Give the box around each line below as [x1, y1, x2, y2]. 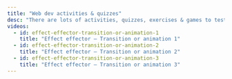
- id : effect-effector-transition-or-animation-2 [13, 42, 159, 49]
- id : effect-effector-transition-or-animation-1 [13, 29, 159, 36]
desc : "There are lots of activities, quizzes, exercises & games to [7, 16, 212, 23]
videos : [7, 23, 30, 30]
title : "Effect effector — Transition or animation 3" [19, 61, 181, 68]
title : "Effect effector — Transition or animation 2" [19, 49, 181, 56]
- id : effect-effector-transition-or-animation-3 [13, 55, 159, 62]
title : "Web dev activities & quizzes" [7, 10, 122, 17]
